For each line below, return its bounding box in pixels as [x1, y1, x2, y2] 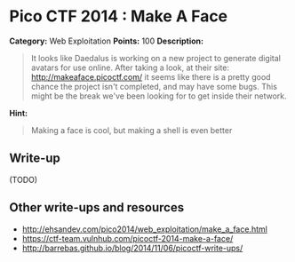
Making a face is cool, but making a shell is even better [30, 124, 233, 135]
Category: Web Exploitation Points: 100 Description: [9, 36, 204, 46]
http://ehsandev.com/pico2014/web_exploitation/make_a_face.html [21, 224, 268, 234]
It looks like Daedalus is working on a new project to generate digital [30, 52, 282, 63]
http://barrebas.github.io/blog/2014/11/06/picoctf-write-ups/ [21, 242, 243, 253]
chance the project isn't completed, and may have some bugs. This [30, 81, 278, 91]
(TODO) [9, 174, 38, 185]
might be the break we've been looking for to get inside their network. [30, 91, 287, 101]
